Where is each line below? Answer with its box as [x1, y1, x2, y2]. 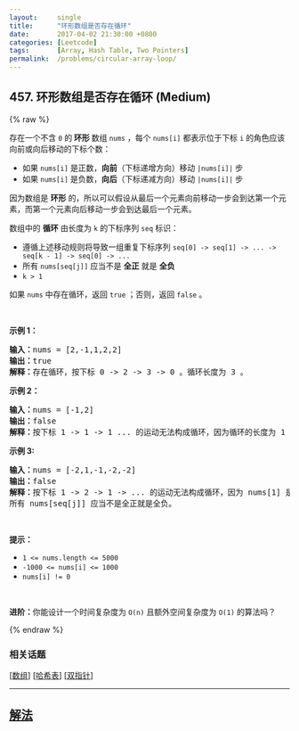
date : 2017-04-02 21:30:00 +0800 [9, 29, 158, 38]
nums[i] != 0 [21, 572, 71, 581]
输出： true [9, 356, 52, 365]
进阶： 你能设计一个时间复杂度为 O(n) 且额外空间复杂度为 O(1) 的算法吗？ [9, 606, 277, 617]
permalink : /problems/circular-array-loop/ [9, 54, 177, 63]
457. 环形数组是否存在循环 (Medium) [9, 90, 212, 105]
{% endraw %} [9, 624, 64, 635]
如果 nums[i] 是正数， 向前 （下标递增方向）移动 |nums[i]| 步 [21, 162, 244, 173]
